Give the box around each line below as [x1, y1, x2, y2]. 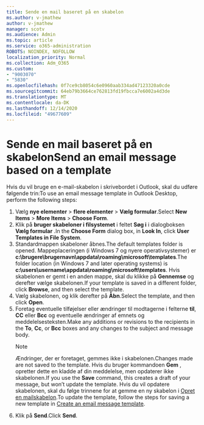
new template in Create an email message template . [15, 400, 146, 407]
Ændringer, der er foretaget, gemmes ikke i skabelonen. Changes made [15, 355, 194, 362]
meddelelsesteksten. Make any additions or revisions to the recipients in [15, 318, 195, 326]
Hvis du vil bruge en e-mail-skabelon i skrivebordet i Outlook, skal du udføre [6, 184, 198, 191]
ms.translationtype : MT [6, 94, 67, 100]
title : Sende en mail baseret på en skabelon [6, 9, 124, 15]
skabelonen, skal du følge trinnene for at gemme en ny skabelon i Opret [15, 387, 195, 395]
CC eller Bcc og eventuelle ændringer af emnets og [15, 312, 145, 319]
